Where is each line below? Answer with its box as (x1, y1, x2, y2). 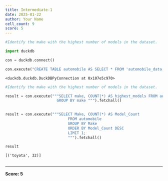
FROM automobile (67, 116, 101, 121)
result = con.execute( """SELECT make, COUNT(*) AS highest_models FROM (5, 93, 157, 98)
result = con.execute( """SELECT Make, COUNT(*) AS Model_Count (5, 112, 140, 117)
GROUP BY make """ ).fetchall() (56, 98, 122, 103)
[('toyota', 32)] (5, 153, 41, 158)
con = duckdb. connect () (5, 57, 55, 62)
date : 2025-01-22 (5, 12, 41, 17)
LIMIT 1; (67, 130, 86, 135)
